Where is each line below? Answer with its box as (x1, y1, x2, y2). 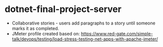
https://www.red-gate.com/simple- (81, 30, 153, 36)
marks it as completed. (11, 25, 59, 31)
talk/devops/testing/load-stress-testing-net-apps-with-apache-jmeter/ (11, 36, 158, 42)
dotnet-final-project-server (4, 3, 122, 15)
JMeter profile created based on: (11, 30, 80, 36)
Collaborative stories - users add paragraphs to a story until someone (11, 20, 155, 26)
